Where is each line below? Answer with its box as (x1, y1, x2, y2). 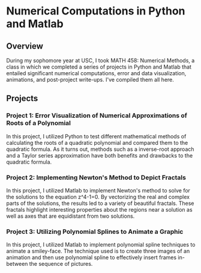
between (6, 260, 28, 268)
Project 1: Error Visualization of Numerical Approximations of (6, 111, 188, 120)
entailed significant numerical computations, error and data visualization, (6, 70, 187, 76)
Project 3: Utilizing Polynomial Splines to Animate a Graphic (6, 227, 184, 236)
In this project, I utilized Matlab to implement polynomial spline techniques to (6, 241, 196, 248)
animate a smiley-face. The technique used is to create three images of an (6, 248, 190, 255)
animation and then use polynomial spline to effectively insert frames (6, 254, 177, 261)
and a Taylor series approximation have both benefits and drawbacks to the (6, 152, 193, 159)
